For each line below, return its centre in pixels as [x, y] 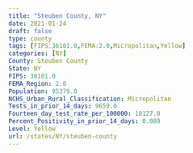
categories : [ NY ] [38, 53]
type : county [30, 38]
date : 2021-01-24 [38, 23]
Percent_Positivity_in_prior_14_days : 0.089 [84, 121]
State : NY [25, 69]
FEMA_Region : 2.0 [38, 83]
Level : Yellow [32, 129]
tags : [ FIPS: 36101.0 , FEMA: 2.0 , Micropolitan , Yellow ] [97, 46]
